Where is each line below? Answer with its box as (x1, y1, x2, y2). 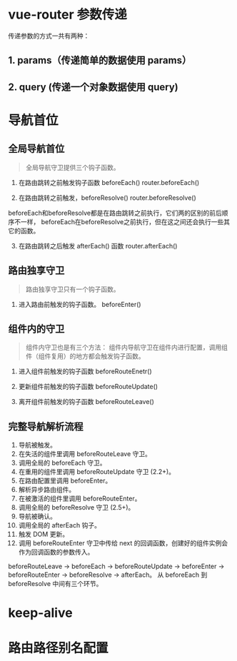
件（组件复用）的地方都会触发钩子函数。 (25, 352, 145, 360)
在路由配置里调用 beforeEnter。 (18, 476, 112, 485)
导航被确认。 (18, 512, 56, 521)
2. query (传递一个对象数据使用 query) (8, 81, 179, 93)
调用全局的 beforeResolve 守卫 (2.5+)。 (18, 503, 135, 512)
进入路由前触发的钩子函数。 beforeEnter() (18, 300, 141, 308)
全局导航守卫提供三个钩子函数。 (25, 163, 120, 171)
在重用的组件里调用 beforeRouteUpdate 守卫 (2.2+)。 (18, 468, 176, 476)
